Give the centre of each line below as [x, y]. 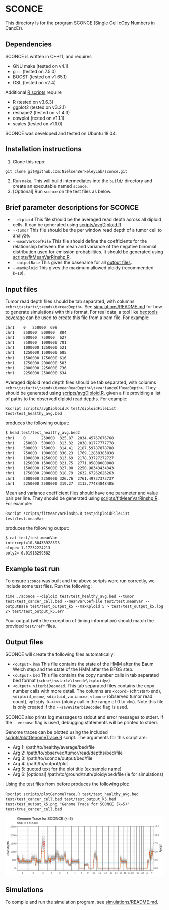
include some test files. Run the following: [49, 586]
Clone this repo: [29, 161]
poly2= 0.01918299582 [28, 553]
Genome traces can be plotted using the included [57, 732]
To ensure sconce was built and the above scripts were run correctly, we [80, 581]
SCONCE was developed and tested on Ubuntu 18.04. [61, 133]
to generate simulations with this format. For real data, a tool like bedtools [81, 312]
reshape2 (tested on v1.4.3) [41, 112]
